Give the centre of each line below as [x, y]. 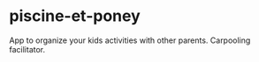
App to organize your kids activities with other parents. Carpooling [130, 40]
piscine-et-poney [75, 16]
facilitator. [27, 49]
